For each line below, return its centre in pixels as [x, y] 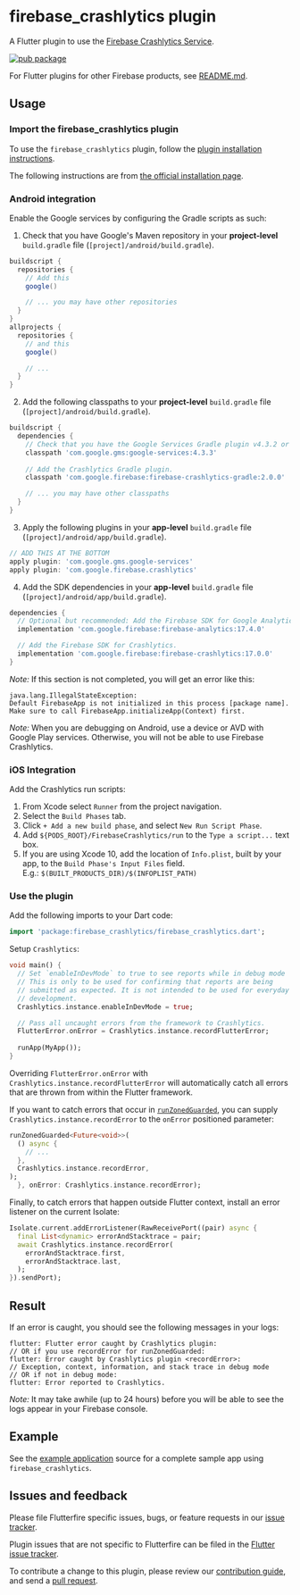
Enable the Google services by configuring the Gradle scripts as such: [138, 218]
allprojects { [36, 328]
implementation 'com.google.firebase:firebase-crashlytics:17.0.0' [146, 654]
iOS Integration [42, 770]
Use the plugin [42, 897]
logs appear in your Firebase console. [79, 1408]
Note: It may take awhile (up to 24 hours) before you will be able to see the [146, 1399]
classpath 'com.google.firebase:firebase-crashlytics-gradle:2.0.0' [155, 478]
